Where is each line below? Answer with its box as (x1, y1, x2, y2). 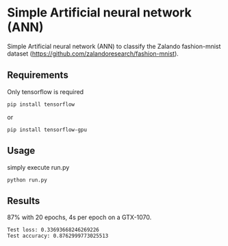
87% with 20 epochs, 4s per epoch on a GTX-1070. (7, 213, 152, 221)
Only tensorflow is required (7, 87, 84, 96)
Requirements (7, 69, 68, 81)
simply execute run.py (7, 163, 70, 171)
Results (7, 194, 40, 207)
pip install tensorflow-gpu (7, 126, 88, 133)
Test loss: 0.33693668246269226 (7, 227, 99, 234)
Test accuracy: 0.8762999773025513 (7, 232, 109, 240)
